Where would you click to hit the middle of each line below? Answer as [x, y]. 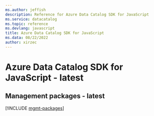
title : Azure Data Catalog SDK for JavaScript [55, 33]
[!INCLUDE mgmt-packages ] [35, 108]
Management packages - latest [55, 96]
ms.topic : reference [27, 24]
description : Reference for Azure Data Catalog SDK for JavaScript [77, 14]
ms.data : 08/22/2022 [27, 38]
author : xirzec [21, 42]
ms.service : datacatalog [31, 19]
